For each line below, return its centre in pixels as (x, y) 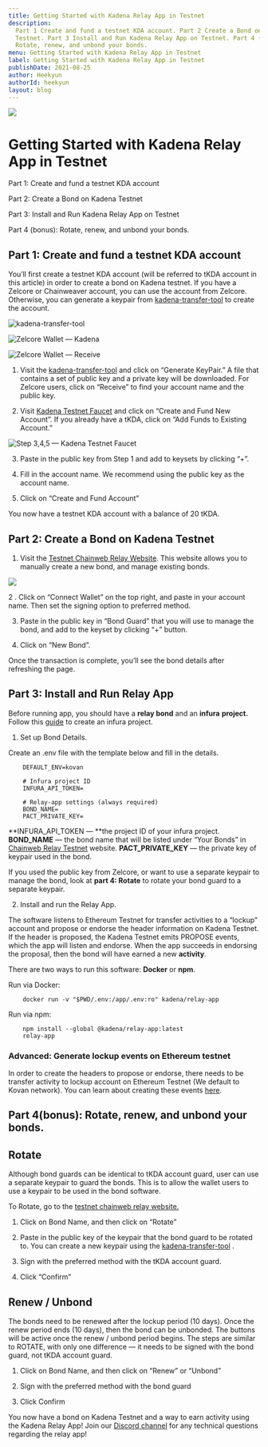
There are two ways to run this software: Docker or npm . (102, 969)
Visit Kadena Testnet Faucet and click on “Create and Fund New (125, 411)
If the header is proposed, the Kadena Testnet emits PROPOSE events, (124, 937)
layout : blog (30, 90)
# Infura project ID (57, 781)
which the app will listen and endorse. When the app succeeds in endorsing (133, 945)
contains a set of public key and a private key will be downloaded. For (134, 379)
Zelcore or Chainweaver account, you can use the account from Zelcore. (128, 291)
